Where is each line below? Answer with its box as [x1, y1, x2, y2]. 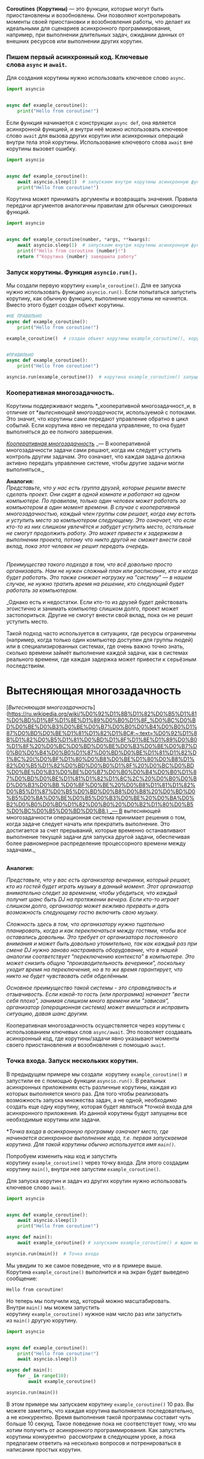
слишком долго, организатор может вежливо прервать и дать [6, 902, 169, 910]
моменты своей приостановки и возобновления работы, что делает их [6, 18, 191, 25]
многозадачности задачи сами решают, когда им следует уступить [6, 446, 182, 454]
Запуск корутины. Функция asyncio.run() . [6, 268, 138, 276]
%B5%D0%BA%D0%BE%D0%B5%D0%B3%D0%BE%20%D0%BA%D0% [6, 794, 195, 802]
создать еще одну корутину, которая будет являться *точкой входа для [6, 1103, 193, 1110]
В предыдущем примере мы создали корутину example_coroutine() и [6, 1070, 188, 1078]
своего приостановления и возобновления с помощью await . [6, 1041, 166, 1049]
